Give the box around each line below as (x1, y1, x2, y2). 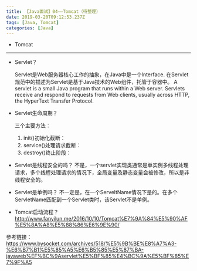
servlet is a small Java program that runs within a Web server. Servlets (14, 85, 185, 92)
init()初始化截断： (23, 134, 66, 141)
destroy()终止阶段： (23, 149, 72, 156)
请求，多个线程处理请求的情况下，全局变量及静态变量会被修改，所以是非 (14, 169, 189, 176)
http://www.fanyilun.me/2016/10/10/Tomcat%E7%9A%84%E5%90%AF (14, 215, 188, 222)
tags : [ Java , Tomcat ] (6, 19, 59, 25)
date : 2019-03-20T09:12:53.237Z (6, 14, 85, 20)
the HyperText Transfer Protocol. (14, 97, 94, 104)
